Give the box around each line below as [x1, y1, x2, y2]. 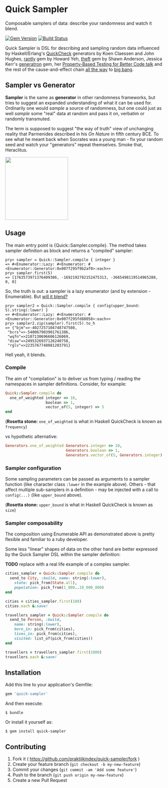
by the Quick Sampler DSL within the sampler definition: [5, 551, 121, 558]
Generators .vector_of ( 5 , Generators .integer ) [66, 452, 163, 457]
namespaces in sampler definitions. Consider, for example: [5, 381, 127, 387]
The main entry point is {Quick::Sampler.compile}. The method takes [5, 242, 147, 248]
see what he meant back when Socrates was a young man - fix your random [5, 136, 163, 142]
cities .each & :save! [5, 603, 49, 608]
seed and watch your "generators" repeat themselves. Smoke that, [5, 141, 143, 147]
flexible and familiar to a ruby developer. [5, 536, 88, 542]
